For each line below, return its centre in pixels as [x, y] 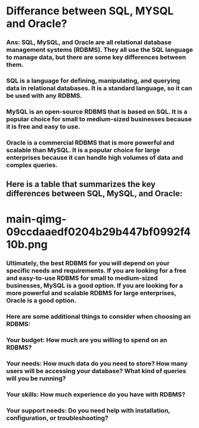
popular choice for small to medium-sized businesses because [99, 119]
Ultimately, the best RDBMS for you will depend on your [88, 263]
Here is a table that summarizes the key [81, 184]
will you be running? [36, 378]
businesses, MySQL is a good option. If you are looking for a [95, 286]
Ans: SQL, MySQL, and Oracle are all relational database [89, 42]
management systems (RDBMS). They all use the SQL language [100, 50]
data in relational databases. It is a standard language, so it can [99, 88]
